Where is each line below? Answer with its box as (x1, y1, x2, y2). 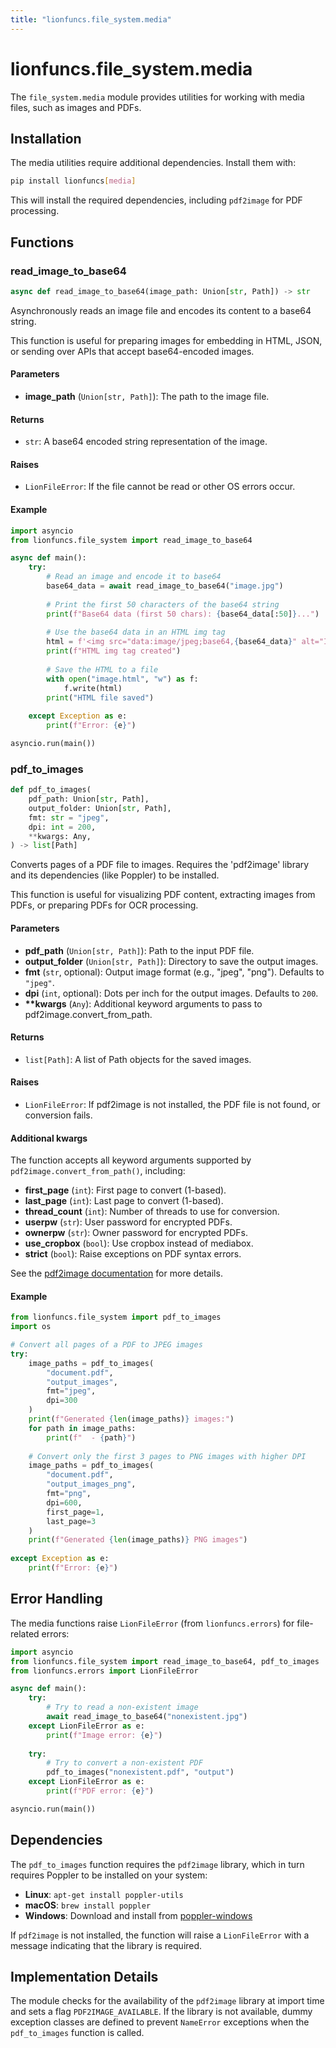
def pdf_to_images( (10, 785, 92, 795)
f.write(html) (63, 683, 123, 693)
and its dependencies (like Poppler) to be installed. (10, 869, 220, 881)
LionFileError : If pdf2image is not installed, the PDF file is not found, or (24, 1098, 321, 1110)
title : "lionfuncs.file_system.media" (10, 14, 172, 25)
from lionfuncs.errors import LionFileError (10, 1666, 199, 1676)
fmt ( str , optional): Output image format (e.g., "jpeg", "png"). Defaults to (24, 966, 325, 978)
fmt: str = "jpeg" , (28, 812, 110, 823)
